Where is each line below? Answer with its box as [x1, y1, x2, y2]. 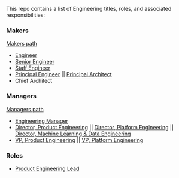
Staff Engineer [14, 64, 51, 71]
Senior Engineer [14, 58, 55, 65]
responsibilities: [6, 11, 45, 19]
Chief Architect [14, 77, 53, 85]
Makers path [6, 40, 38, 47]
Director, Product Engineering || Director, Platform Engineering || [14, 123, 174, 131]
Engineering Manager [14, 117, 69, 125]
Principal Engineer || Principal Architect [14, 71, 112, 78]
